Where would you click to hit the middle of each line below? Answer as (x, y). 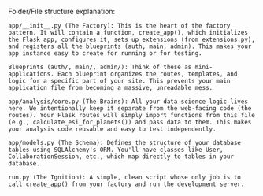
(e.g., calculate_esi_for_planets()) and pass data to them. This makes (130, 122)
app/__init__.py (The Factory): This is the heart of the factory (119, 26)
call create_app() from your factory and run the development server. (126, 184)
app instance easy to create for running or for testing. (105, 54)
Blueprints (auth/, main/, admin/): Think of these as (100, 67)
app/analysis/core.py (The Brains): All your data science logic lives (128, 102)
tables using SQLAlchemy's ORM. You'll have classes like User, (116, 150)
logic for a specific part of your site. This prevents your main (119, 81)
